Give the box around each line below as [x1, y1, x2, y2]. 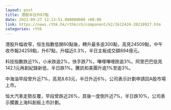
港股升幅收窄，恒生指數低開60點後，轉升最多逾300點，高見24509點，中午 [5, 41, 163, 48]
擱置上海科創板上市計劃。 [9, 99, 64, 105]
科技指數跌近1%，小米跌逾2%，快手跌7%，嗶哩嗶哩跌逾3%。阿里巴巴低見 [5, 58, 162, 64]
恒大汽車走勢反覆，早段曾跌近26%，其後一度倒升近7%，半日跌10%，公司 [5, 93, 161, 99]
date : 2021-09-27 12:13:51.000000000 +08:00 [5, 17, 102, 22]
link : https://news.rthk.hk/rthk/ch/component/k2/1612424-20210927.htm [5, 21, 161, 27]
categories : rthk [5, 27, 42, 32]
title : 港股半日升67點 [5, 12, 49, 17]
